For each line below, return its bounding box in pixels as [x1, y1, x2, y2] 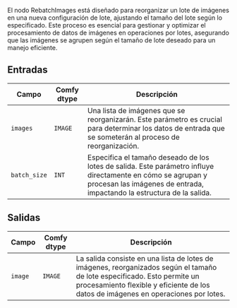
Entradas [7, 64, 48, 76]
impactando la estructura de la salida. [87, 187, 212, 197]
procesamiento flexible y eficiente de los [75, 280, 210, 290]
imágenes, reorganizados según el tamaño [75, 262, 217, 272]
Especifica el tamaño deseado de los [87, 152, 209, 162]
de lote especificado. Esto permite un [75, 271, 200, 281]
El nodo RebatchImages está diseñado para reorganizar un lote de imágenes [7, 6, 229, 14]
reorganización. [87, 141, 140, 150]
